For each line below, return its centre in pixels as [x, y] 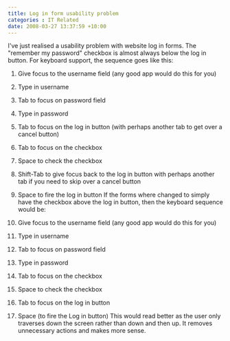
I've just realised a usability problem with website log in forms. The [102, 46]
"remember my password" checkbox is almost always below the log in [107, 53]
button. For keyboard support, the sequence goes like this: [91, 60]
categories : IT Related [43, 20]
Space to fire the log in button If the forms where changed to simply [114, 195]
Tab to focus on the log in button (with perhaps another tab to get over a [120, 127]
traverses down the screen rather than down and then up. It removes [115, 323]
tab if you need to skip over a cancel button [79, 181]
